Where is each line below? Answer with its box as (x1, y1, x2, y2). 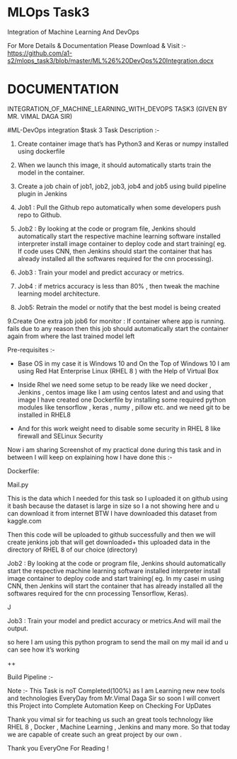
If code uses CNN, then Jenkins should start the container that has (17, 247, 212, 255)
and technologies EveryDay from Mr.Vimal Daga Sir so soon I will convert (7, 694, 221, 702)
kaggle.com (7, 516, 42, 525)
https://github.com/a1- (7, 49, 73, 57)
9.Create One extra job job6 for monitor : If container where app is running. (7, 316, 226, 325)
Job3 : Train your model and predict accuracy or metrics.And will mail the (7, 616, 221, 625)
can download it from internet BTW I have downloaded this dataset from (7, 509, 217, 517)
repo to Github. (17, 210, 62, 219)
